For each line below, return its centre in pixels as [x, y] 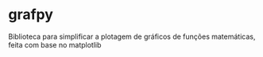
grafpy [31, 15]
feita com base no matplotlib [55, 44]
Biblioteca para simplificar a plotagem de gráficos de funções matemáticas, [132, 36]
